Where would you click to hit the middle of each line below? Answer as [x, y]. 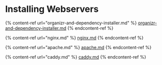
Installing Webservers [52, 9]
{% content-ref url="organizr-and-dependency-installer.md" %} [71, 23]
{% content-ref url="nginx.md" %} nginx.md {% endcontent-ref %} [74, 38]
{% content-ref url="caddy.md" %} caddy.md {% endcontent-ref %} [76, 57]
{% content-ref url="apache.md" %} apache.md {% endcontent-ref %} [78, 47]
